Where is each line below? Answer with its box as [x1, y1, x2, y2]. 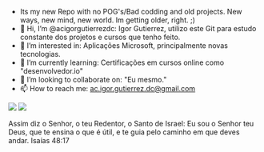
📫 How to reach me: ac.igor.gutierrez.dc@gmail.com [19, 84, 196, 93]
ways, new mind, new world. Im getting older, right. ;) [19, 15, 196, 25]
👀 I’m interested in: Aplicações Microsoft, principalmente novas [19, 41, 228, 50]
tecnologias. [19, 50, 62, 58]
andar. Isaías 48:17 [8, 136, 70, 145]
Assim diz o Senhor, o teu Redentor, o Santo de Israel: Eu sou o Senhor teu [8, 119, 254, 128]
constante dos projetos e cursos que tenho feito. [19, 32, 181, 42]
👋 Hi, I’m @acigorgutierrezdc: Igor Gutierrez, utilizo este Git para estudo [19, 24, 257, 33]
